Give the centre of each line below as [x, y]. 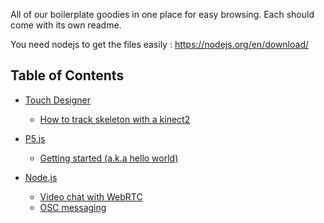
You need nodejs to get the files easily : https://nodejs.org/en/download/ [160, 44]
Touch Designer [57, 100]
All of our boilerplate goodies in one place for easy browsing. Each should [162, 14]
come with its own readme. [66, 25]
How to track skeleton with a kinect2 [115, 119]
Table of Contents [67, 75]
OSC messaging [73, 207]
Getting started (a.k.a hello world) [109, 158]
